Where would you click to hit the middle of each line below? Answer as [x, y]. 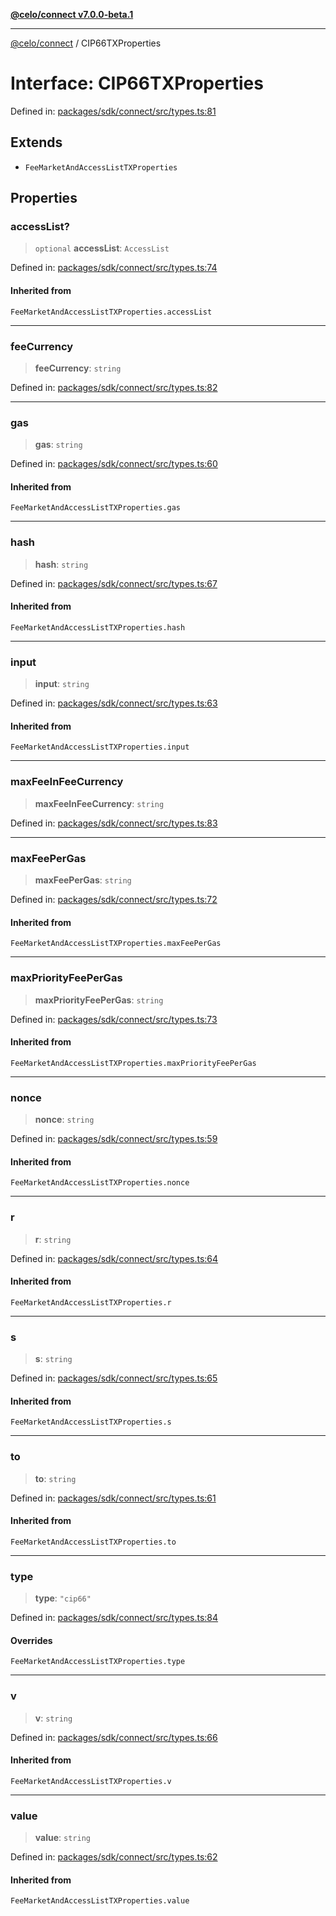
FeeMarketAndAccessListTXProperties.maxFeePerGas [116, 944]
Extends [36, 142]
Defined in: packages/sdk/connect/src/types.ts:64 [114, 1258]
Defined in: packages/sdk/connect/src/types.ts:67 [114, 583]
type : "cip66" [63, 1598]
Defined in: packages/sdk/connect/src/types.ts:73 [114, 1019]
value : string [62, 1838]
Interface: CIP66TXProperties [137, 83]
